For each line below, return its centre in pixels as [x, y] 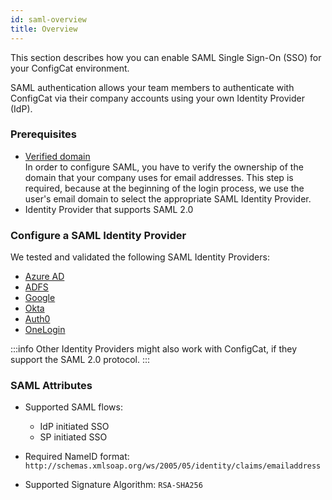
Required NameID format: [77, 457]
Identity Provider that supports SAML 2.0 [109, 209]
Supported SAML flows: [73, 407]
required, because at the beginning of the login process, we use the [164, 188]
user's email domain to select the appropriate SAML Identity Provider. [168, 198]
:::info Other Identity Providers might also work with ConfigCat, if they [154, 349]
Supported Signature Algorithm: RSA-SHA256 [113, 485]
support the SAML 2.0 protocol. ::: [80, 360]
